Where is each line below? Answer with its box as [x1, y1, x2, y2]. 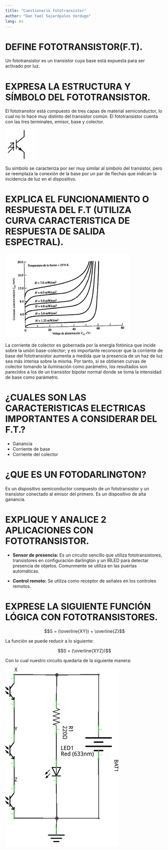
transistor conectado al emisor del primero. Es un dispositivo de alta [5, 491, 146, 497]
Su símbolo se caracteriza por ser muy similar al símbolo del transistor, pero [5, 165, 162, 171]
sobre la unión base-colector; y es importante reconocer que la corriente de [5, 347, 163, 353]
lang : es [5, 19, 24, 24]
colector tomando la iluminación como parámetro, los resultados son [5, 364, 147, 370]
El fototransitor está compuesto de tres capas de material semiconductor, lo [5, 108, 162, 114]
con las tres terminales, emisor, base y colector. [5, 119, 105, 125]
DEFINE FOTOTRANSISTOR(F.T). [5, 41, 143, 52]
